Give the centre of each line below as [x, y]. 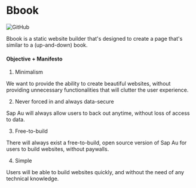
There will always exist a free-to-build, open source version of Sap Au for [97, 143]
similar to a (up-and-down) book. [47, 45]
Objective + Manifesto [34, 59]
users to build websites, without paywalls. [58, 149]
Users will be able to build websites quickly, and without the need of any [95, 172]
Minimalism [29, 72]
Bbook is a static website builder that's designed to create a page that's [94, 38]
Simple [23, 161]
